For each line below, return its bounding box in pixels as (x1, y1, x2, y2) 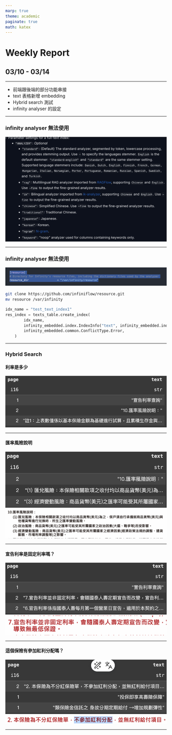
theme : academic (5, 13, 40, 19)
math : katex (5, 25, 31, 30)
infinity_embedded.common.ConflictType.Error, (24, 328, 125, 334)
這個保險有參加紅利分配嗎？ (5, 647, 64, 654)
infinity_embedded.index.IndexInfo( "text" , (24, 323, 118, 328)
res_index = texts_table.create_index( (5, 312, 91, 317)
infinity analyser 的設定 (12, 105, 61, 112)
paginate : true (5, 19, 38, 24)
